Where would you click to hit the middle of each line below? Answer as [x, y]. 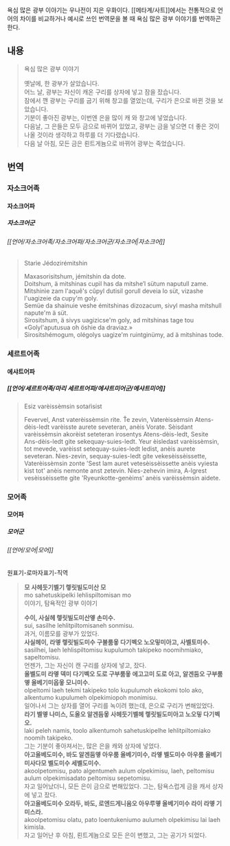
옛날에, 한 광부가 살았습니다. [61, 83]
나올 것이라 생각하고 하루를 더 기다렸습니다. [82, 134]
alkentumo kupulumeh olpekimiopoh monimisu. [91, 697]
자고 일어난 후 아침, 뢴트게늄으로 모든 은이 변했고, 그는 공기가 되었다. [115, 835]
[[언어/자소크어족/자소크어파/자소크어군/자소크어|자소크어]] [86, 242]
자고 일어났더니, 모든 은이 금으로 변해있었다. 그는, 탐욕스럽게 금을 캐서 [117, 786]
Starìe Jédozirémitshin [56, 263]
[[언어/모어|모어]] [30, 550]
